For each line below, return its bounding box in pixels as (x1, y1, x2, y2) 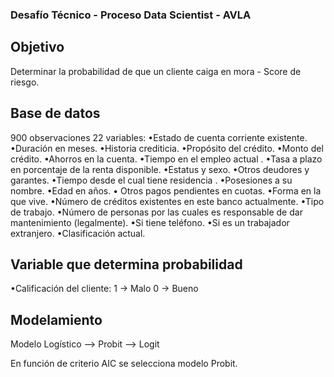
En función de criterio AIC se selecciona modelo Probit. (10, 358, 238, 370)
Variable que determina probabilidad (10, 256, 243, 273)
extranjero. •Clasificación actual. (10, 227, 146, 239)
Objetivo (10, 39, 65, 56)
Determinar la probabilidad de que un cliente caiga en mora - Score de (10, 65, 302, 77)
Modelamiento (10, 311, 103, 328)
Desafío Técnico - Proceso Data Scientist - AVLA (10, 8, 252, 22)
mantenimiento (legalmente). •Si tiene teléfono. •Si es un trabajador (10, 216, 290, 228)
